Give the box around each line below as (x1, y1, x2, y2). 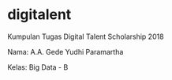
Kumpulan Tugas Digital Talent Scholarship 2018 (7, 32, 164, 41)
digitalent (7, 6, 72, 24)
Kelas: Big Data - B (7, 62, 69, 72)
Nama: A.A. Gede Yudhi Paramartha (7, 47, 124, 56)
